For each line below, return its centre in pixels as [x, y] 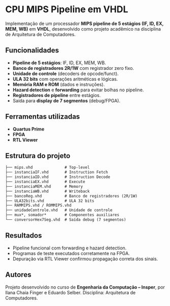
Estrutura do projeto [38, 156]
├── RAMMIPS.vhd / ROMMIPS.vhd [38, 206]
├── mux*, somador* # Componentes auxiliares [62, 215]
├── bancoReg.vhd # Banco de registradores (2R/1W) [72, 196]
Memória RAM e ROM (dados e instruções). [59, 84]
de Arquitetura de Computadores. [40, 34]
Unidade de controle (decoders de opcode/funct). [65, 73]
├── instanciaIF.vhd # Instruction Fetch [57, 172]
